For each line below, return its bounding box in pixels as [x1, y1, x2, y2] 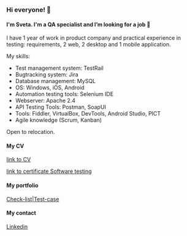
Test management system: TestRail [15, 64, 104, 72]
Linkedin [6, 223, 28, 230]
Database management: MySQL [15, 78, 96, 85]
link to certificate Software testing [6, 168, 92, 175]
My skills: [6, 53, 31, 60]
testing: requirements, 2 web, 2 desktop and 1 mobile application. [6, 41, 171, 48]
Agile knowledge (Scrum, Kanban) [15, 116, 102, 124]
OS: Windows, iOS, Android [15, 84, 85, 91]
